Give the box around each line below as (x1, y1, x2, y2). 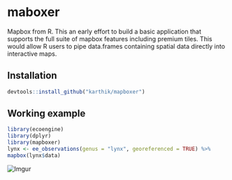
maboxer (7, 4, 60, 20)
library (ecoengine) (7, 126, 64, 133)
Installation (7, 70, 57, 82)
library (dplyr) (7, 133, 52, 140)
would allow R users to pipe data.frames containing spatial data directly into (7, 42, 226, 50)
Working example (7, 107, 86, 119)
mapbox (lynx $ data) (7, 151, 61, 159)
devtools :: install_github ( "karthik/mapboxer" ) (7, 88, 145, 95)
